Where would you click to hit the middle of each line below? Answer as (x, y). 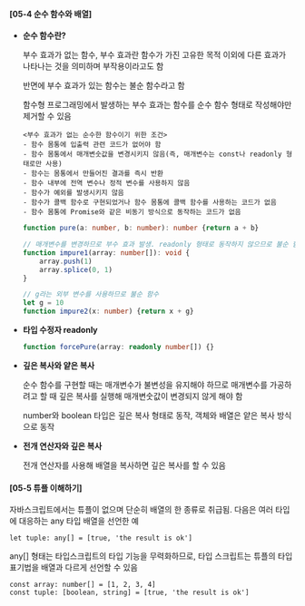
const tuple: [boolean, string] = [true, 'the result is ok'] (129, 593)
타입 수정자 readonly (60, 330)
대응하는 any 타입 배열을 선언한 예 (79, 521)
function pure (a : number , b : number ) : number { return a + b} (141, 228)
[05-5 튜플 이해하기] (46, 488)
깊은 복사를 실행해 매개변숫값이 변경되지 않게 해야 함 (151, 396)
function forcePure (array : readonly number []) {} (118, 347)
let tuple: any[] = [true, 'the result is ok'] (101, 538)
